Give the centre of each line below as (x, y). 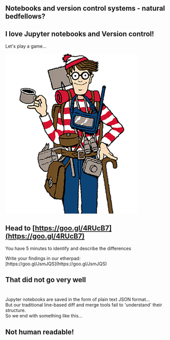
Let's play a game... (26, 46)
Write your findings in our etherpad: (43, 258)
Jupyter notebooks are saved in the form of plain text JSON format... (78, 299)
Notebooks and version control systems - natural (85, 8)
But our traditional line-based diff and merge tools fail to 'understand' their (84, 305)
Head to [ (20, 228)
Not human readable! (40, 332)
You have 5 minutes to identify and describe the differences (68, 249)
